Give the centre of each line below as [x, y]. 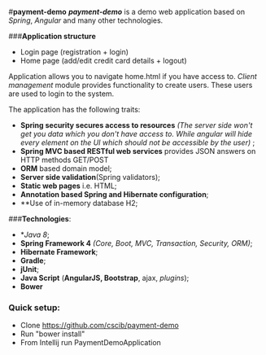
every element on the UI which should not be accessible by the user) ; [137, 142]
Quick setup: [35, 307]
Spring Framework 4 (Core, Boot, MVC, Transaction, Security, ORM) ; [136, 243]
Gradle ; [33, 261]
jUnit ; [29, 269]
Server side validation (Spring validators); [90, 177]
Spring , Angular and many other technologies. [86, 20]
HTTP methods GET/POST [64, 160]
